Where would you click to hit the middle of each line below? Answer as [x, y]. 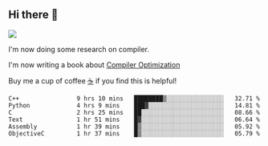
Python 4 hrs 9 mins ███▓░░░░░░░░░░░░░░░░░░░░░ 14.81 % [134, 105]
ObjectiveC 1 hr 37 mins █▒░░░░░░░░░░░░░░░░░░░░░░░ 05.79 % [134, 133]
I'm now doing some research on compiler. [79, 49]
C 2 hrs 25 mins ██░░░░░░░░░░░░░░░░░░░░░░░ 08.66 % [134, 112]
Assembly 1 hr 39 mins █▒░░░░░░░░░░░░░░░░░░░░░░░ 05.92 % [134, 126]
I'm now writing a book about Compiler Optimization [94, 64]
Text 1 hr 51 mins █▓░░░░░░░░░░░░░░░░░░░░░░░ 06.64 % [134, 120]
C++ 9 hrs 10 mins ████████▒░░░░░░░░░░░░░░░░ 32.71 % [134, 98]
